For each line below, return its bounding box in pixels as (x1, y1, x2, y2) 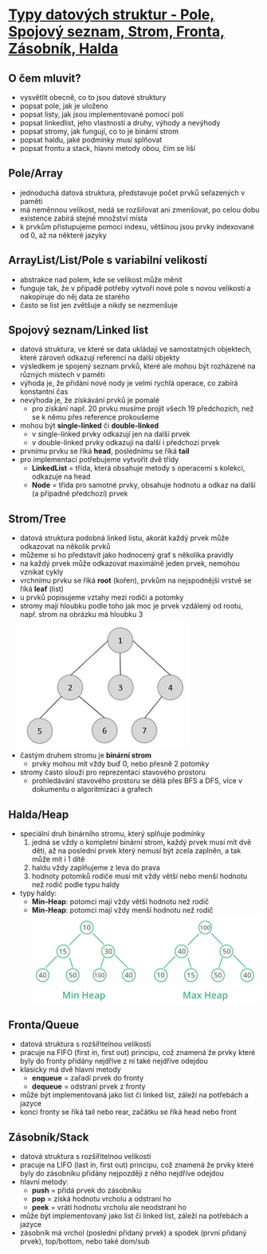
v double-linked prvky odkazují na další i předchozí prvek (31, 438, 221, 448)
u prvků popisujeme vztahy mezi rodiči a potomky (19, 593, 184, 603)
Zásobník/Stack (8, 1130, 89, 1144)
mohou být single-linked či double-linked (19, 421, 159, 431)
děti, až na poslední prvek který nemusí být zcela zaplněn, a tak (31, 846, 241, 856)
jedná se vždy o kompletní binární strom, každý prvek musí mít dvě (31, 838, 252, 847)
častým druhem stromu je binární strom (19, 750, 152, 760)
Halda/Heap (8, 807, 69, 821)
